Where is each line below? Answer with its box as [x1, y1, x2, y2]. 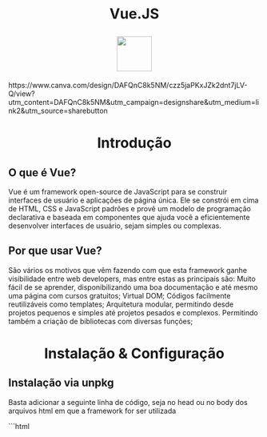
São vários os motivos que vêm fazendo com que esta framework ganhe [8, 265, 248, 275]
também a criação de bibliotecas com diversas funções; [8, 316, 193, 326]
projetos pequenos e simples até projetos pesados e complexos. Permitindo [8, 307, 258, 317]
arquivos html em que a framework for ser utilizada [8, 406, 177, 415]
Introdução [97, 134, 172, 152]
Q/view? [8, 89, 35, 98]
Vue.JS [109, 5, 160, 23]
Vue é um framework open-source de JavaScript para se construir [8, 186, 228, 196]
